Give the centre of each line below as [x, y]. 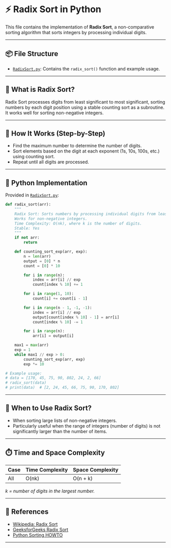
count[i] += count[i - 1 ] [60, 298]
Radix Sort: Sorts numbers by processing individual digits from [85, 214]
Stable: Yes [27, 228]
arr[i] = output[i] [53, 336]
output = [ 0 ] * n [42, 261]
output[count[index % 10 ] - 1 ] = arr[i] [76, 317]
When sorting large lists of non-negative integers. [65, 420]
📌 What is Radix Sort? [40, 90]
